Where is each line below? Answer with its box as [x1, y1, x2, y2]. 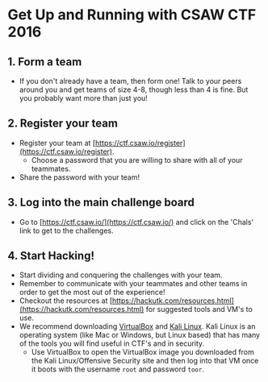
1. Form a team [7, 55, 82, 69]
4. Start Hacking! [7, 249, 94, 263]
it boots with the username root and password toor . [31, 364, 205, 374]
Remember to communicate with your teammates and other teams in [19, 279, 248, 289]
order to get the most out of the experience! [19, 288, 166, 297]
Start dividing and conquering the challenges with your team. [19, 270, 223, 280]
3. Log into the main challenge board [7, 196, 195, 210]
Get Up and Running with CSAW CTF [7, 6, 257, 24]
